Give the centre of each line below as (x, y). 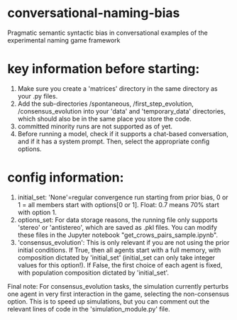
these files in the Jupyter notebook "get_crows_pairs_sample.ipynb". (118, 235)
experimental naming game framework (64, 40)
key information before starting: (104, 69)
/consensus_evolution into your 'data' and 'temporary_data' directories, (121, 111)
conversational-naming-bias (94, 13)
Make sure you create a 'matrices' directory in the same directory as (117, 88)
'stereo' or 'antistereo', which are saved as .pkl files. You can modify (117, 227)
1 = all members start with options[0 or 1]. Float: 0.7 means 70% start (118, 204)
